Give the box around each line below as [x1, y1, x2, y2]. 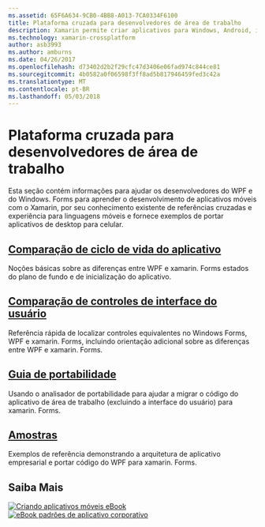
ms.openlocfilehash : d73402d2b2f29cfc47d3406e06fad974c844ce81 [8, 63, 221, 71]
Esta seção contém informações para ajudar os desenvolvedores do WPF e [8, 186, 253, 196]
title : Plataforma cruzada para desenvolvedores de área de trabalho [8, 19, 242, 27]
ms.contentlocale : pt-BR [8, 85, 90, 93]
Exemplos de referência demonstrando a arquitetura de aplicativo [8, 450, 221, 459]
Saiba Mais [8, 480, 64, 494]
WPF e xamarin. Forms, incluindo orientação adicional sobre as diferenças [8, 337, 250, 346]
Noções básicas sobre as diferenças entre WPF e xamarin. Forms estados [8, 264, 249, 273]
